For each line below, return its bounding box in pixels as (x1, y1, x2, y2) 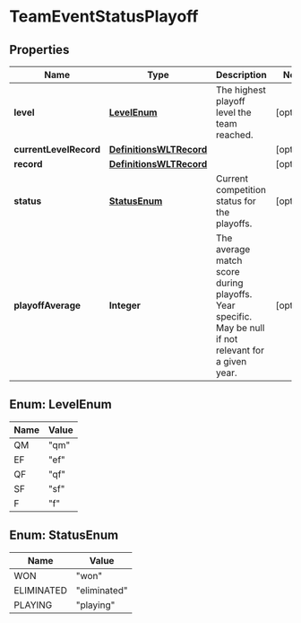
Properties (9, 42, 70, 57)
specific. (216, 311, 253, 322)
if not (216, 333, 238, 345)
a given (216, 355, 247, 367)
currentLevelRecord (13, 144, 101, 155)
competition (216, 184, 267, 196)
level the (216, 106, 253, 118)
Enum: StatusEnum (9, 528, 119, 543)
